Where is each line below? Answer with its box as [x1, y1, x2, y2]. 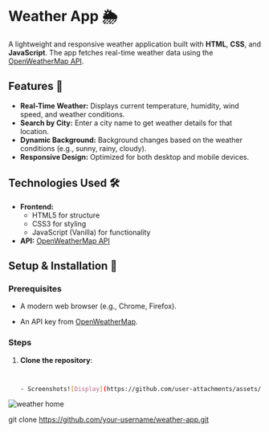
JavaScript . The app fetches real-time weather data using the [8, 47, 214, 57]
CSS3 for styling [31, 218, 87, 228]
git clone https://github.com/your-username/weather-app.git [8, 415, 210, 425]
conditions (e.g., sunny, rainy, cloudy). [19, 143, 147, 153]
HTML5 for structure [31, 210, 100, 220]
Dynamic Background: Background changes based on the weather [19, 135, 243, 145]
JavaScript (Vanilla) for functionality [31, 227, 151, 237]
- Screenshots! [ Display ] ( [19, 385, 107, 393]
